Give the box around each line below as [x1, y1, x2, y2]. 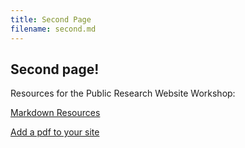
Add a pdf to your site [10, 126, 100, 138]
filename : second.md [10, 24, 97, 34]
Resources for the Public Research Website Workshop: [10, 87, 236, 100]
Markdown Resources [10, 107, 101, 119]
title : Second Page [10, 14, 92, 25]
